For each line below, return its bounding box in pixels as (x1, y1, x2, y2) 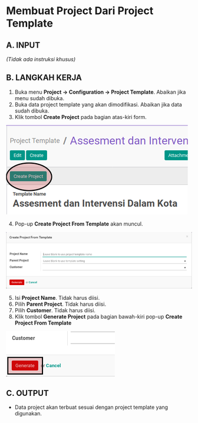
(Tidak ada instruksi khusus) (6, 56, 76, 62)
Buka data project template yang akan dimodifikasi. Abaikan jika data (14, 101, 183, 108)
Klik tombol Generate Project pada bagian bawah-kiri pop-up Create (14, 313, 183, 320)
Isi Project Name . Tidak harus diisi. (14, 295, 100, 302)
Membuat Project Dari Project (6, 4, 154, 18)
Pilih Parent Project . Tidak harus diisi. (14, 300, 107, 308)
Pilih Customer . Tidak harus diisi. (14, 307, 96, 314)
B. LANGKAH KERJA (6, 72, 82, 83)
